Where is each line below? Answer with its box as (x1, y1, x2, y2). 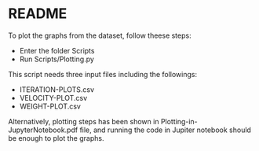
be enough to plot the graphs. (8, 133, 104, 142)
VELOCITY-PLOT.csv (19, 93, 88, 102)
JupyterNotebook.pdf (8, 125, 78, 134)
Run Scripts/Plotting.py (19, 54, 94, 64)
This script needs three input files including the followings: (8, 69, 198, 79)
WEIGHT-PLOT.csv (19, 101, 81, 111)
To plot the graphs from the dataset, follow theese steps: (8, 31, 192, 40)
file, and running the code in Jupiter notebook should (79, 125, 251, 134)
